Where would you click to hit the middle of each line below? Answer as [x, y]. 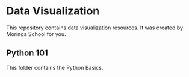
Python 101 [27, 53]
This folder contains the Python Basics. [55, 67]
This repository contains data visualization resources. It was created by [95, 28]
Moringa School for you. [36, 34]
